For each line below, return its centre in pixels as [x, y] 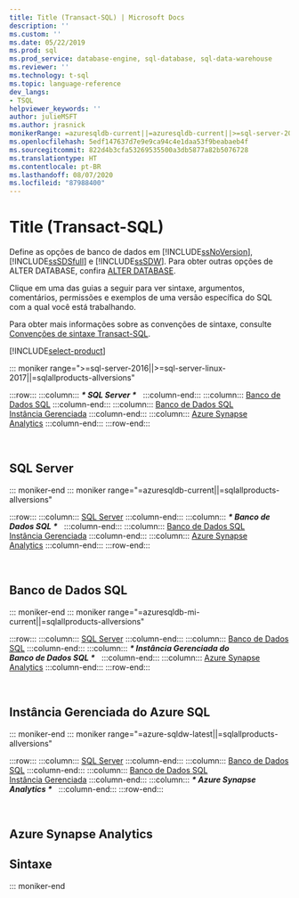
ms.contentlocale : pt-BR [55, 167]
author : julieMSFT [43, 117]
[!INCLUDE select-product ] [57, 351]
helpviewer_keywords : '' [55, 109]
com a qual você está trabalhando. [73, 307]
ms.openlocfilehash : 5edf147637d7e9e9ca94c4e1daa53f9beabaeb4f [129, 142]
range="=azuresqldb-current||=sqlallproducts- [194, 490]
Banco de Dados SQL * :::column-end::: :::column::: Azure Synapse [135, 657]
